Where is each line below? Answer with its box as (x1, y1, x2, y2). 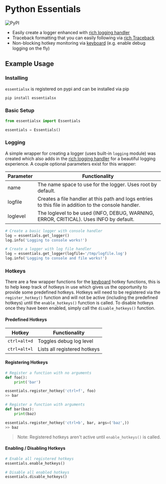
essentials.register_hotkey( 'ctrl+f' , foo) (5, 388, 96, 394)
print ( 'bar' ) (14, 379, 41, 385)
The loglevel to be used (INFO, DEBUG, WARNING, (37, 209, 155, 216)
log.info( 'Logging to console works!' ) (5, 238, 87, 242)
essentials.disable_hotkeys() (5, 475, 68, 480)
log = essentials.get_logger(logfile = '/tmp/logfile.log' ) (5, 251, 127, 256)
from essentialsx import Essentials (5, 118, 81, 123)
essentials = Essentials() (5, 127, 61, 132)
